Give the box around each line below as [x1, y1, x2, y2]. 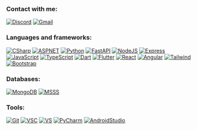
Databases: [6, 74, 41, 83]
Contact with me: [6, 5, 58, 13]
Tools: [6, 103, 25, 111]
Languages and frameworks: [6, 34, 92, 42]
